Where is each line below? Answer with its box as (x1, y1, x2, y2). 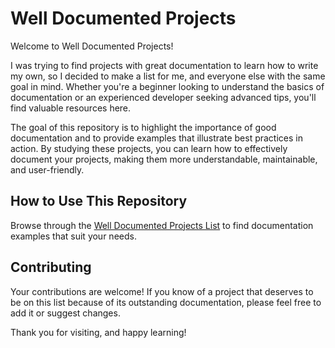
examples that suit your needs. (10, 230, 137, 242)
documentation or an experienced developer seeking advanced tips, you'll (10, 91, 317, 103)
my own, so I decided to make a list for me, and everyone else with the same (10, 70, 326, 82)
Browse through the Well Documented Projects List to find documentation (10, 219, 314, 231)
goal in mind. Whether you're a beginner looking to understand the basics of (10, 80, 325, 92)
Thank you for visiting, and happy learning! (10, 326, 187, 338)
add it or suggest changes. (10, 307, 121, 319)
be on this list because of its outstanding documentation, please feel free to (10, 296, 322, 308)
